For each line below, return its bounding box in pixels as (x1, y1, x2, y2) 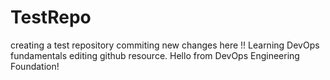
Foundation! (10, 60, 60, 72)
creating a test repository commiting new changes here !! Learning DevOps (10, 39, 320, 51)
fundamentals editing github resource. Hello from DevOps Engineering (10, 49, 300, 61)
